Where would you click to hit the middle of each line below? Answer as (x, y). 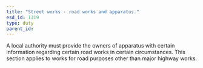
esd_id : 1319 (23, 17)
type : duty (20, 23)
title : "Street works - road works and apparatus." (73, 12)
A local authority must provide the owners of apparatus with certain (91, 46)
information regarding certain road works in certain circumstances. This (96, 52)
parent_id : (20, 29)
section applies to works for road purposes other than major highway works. (102, 58)
